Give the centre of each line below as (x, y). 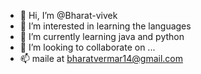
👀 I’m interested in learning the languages (105, 26)
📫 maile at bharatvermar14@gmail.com (101, 58)
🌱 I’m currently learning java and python (102, 36)
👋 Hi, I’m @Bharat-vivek (68, 15)
